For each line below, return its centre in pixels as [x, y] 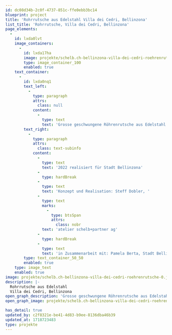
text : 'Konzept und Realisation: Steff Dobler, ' [96, 191]
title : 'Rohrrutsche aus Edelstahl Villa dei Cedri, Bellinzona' [76, 19]
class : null [50, 106]
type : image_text [33, 268]
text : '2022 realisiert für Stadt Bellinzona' [92, 167]
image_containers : [34, 44]
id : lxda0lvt [28, 39]
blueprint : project [26, 15]
